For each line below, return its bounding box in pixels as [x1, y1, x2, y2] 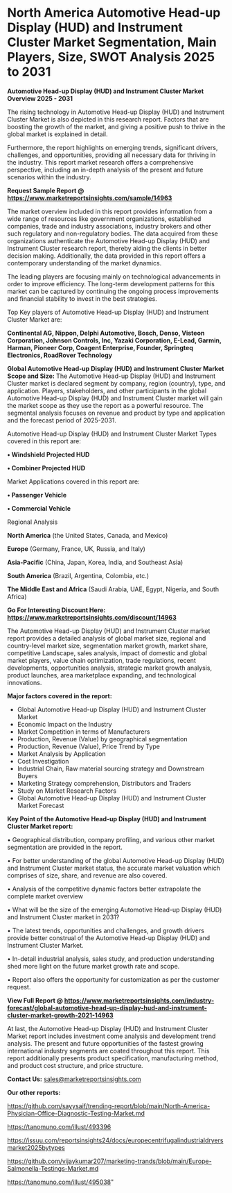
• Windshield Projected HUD [7, 450, 90, 459]
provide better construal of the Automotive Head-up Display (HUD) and [7, 933, 211, 942]
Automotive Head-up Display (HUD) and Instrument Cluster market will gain [7, 394, 223, 402]
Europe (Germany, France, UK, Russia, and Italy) [7, 544, 145, 553]
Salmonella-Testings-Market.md [7, 1164, 99, 1172]
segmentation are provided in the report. [7, 843, 123, 851]
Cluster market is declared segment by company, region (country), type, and [7, 379, 226, 387]
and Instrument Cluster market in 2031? [7, 912, 120, 921]
